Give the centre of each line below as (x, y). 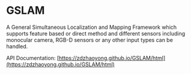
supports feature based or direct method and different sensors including (96, 33)
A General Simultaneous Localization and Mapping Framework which (92, 27)
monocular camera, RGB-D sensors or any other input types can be (89, 40)
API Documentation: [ (32, 58)
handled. (17, 46)
